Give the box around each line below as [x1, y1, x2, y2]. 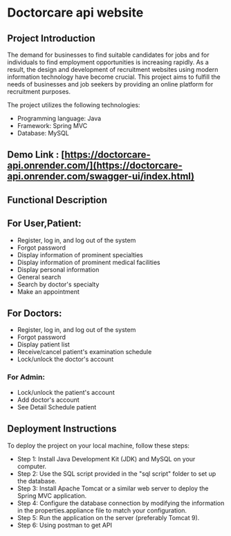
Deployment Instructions [7, 423, 117, 435]
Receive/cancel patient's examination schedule [17, 348, 152, 356]
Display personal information [17, 265, 100, 274]
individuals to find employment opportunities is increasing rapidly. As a [7, 58, 209, 66]
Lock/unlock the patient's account [17, 388, 115, 396]
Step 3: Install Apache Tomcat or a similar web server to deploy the [17, 484, 209, 492]
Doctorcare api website [7, 5, 144, 21]
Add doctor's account [17, 396, 80, 404]
